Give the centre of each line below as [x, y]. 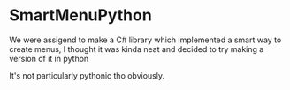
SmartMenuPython [80, 15]
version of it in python [49, 58]
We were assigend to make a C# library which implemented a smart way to [145, 40]
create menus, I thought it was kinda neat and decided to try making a [137, 49]
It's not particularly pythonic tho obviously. [87, 75]
